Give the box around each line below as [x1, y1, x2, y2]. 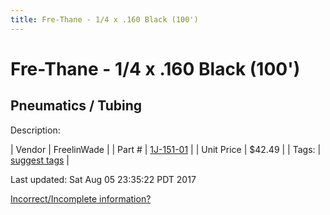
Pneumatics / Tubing [10, 97, 143, 115]
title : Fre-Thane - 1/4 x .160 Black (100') [10, 14, 199, 25]
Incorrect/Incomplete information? [10, 192, 152, 205]
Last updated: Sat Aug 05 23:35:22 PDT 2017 [10, 173, 197, 185]
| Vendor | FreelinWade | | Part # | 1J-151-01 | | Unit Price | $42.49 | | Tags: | [10, 143, 322, 155]
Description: [10, 124, 61, 136]
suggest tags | [10, 154, 70, 166]
